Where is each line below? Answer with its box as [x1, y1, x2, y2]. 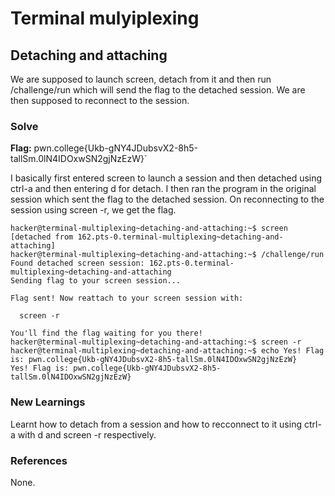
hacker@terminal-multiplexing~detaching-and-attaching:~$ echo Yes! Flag [10, 346, 325, 356]
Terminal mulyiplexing [10, 7, 200, 30]
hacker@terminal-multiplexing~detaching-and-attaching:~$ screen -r [10, 337, 302, 347]
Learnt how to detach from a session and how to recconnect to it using [10, 418, 302, 430]
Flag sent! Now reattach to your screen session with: [10, 293, 244, 304]
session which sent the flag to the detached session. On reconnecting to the [10, 193, 325, 206]
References [10, 453, 68, 467]
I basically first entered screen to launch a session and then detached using [10, 172, 323, 184]
